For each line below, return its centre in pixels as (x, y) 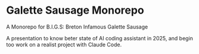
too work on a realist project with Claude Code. (64, 45)
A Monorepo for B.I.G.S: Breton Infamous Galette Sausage (77, 27)
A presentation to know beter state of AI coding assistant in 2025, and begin (100, 38)
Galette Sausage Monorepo (75, 10)
